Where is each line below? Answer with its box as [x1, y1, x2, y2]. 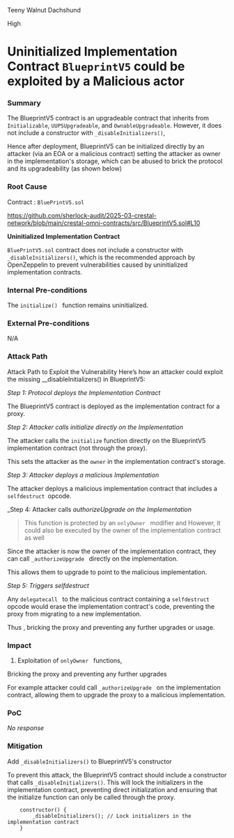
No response [7, 724, 45, 732]
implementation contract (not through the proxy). [7, 444, 148, 452]
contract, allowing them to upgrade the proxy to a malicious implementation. [7, 690, 226, 699]
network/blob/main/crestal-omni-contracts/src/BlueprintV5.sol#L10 [7, 219, 201, 227]
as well [24, 533, 45, 542]
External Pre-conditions [7, 318, 90, 328]
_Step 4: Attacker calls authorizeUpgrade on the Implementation [7, 505, 192, 513]
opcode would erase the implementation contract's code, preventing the [7, 602, 214, 610]
